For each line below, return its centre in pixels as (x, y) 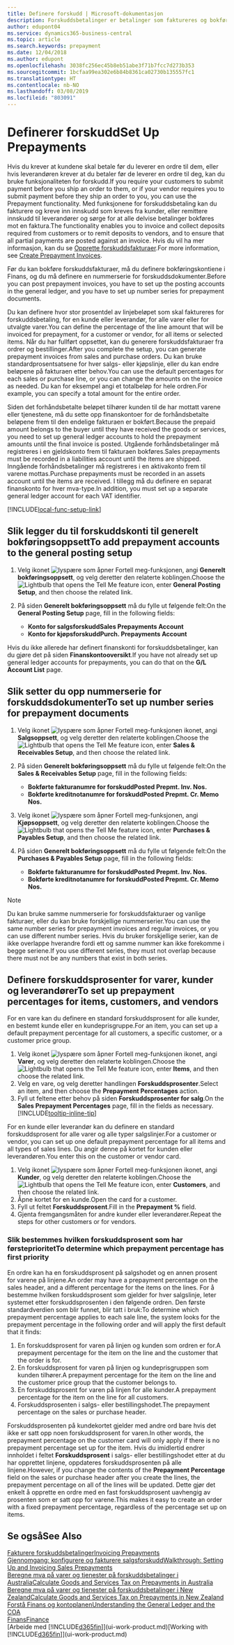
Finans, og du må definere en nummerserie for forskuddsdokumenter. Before (117, 276)
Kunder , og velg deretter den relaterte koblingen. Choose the (104, 1177)
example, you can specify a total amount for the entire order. (94, 393)
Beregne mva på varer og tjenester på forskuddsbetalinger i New (100, 1590)
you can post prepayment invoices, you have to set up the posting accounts (116, 284)
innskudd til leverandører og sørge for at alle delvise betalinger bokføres (111, 218)
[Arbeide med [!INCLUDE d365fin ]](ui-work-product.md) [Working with (108, 1627)
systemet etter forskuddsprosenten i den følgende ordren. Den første (106, 1302)
